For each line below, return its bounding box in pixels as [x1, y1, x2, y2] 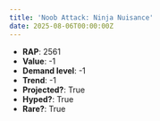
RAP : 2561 [21, 46, 61, 56]
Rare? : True [21, 103, 66, 114]
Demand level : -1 [21, 65, 87, 76]
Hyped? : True [21, 93, 74, 104]
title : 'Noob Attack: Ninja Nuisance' [9, 13, 154, 22]
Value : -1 [21, 56, 56, 66]
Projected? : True [21, 84, 86, 95]
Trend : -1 [21, 74, 56, 85]
